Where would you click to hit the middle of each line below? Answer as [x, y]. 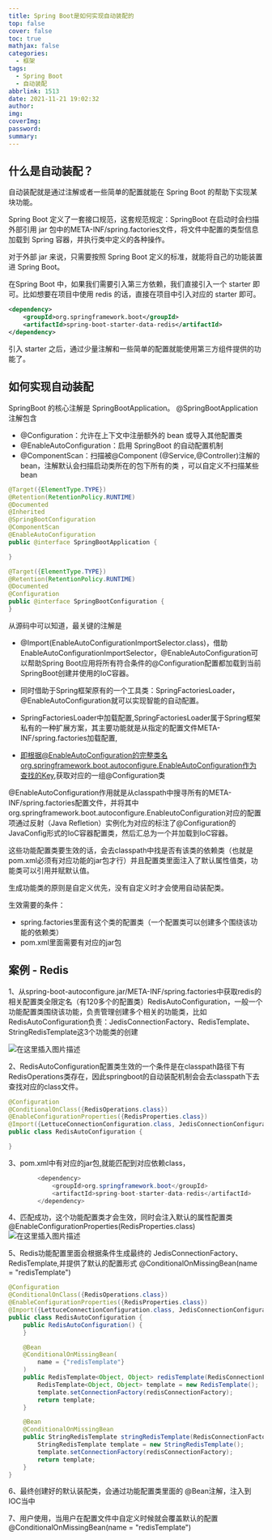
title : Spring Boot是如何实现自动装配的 [71, 16]
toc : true [25, 38]
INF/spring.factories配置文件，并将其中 [74, 802]
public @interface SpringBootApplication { [83, 542]
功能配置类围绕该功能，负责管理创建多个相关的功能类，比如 [108, 1011]
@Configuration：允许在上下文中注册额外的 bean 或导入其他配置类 [131, 435]
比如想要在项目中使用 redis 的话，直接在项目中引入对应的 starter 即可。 [141, 294]
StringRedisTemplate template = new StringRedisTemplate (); [141, 1445]
